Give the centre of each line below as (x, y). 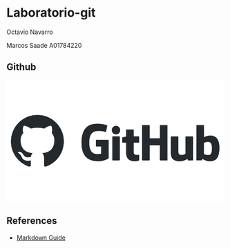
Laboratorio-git (51, 13)
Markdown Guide (41, 238)
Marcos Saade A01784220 (44, 45)
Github (21, 67)
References (32, 221)
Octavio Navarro (30, 32)
